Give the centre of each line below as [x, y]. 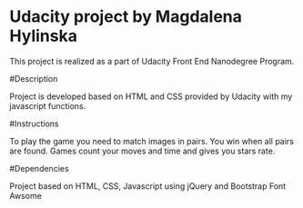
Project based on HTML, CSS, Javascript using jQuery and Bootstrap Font [148, 186]
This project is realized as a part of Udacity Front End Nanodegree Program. [152, 61]
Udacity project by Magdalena [126, 17]
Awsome [26, 195]
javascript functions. [48, 105]
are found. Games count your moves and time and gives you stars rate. [142, 151]
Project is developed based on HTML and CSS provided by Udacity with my [151, 96]
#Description [34, 78]
